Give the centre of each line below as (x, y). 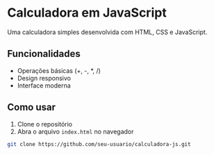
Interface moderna (44, 85)
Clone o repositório (45, 124)
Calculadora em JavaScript (87, 13)
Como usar (32, 107)
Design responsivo (44, 78)
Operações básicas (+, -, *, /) (59, 70)
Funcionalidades (44, 54)
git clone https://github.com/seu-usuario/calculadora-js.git (99, 144)
